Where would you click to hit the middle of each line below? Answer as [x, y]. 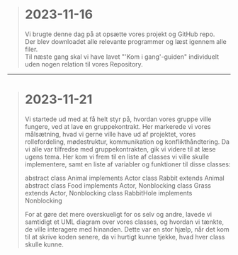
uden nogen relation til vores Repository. [84, 64]
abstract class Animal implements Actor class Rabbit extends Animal [124, 178]
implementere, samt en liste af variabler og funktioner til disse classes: [127, 164]
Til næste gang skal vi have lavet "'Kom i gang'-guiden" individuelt [122, 57]
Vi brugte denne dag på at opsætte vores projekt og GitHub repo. [120, 34]
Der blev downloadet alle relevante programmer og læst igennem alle [125, 41]
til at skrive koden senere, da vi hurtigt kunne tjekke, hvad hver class [125, 237]
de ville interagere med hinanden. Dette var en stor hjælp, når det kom [127, 229]
